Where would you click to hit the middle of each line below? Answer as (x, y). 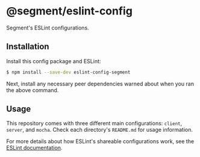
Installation (28, 47)
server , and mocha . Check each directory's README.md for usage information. (99, 130)
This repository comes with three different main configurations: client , (94, 123)
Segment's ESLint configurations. (48, 28)
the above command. (33, 90)
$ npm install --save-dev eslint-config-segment (68, 72)
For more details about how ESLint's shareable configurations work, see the (100, 141)
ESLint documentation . (34, 148)
